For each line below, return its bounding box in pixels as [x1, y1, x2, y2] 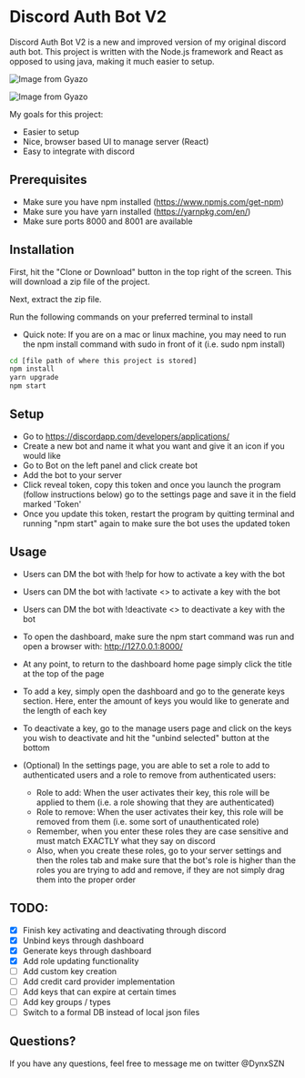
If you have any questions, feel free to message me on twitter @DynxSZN [9, 1058, 285, 1069]
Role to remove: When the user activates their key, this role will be [36, 806, 284, 817]
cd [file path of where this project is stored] [9, 356, 198, 365]
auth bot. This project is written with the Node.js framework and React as [9, 46, 284, 56]
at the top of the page [22, 667, 105, 679]
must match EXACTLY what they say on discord [36, 835, 216, 846]
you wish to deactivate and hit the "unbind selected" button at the [22, 732, 270, 743]
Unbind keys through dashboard [22, 935, 144, 946]
